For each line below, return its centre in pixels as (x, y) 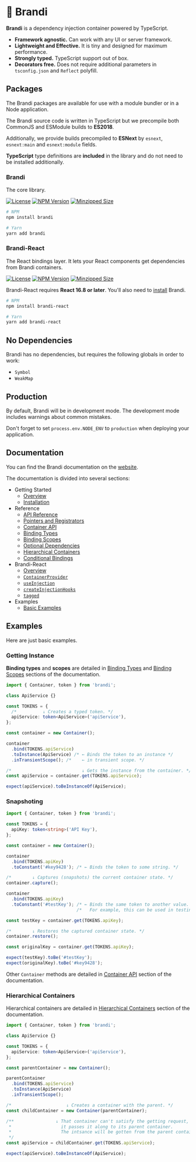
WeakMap (24, 379)
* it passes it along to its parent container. (91, 1127)
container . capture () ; (32, 883)
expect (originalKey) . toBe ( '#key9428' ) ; (55, 963)
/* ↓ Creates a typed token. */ (62, 711)
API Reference (41, 514)
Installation (36, 502)
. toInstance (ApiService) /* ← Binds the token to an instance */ (92, 754)
